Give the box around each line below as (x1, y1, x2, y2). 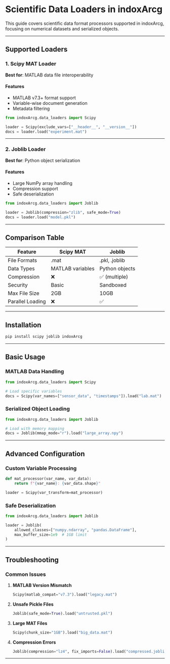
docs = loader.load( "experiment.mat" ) (5, 129, 87, 134)
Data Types (8, 265, 35, 272)
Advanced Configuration (5, 449, 85, 458)
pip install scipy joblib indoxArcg (5, 334, 82, 339)
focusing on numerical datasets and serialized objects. (5, 25, 119, 31)
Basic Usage (5, 353, 46, 362)
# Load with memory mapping (5, 426, 65, 431)
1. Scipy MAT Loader (5, 60, 57, 67)
